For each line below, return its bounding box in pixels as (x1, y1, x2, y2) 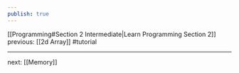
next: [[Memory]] (7, 57, 58, 66)
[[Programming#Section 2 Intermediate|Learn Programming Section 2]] (7, 30, 216, 38)
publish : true (7, 10, 50, 18)
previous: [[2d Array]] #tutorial (7, 37, 97, 46)
